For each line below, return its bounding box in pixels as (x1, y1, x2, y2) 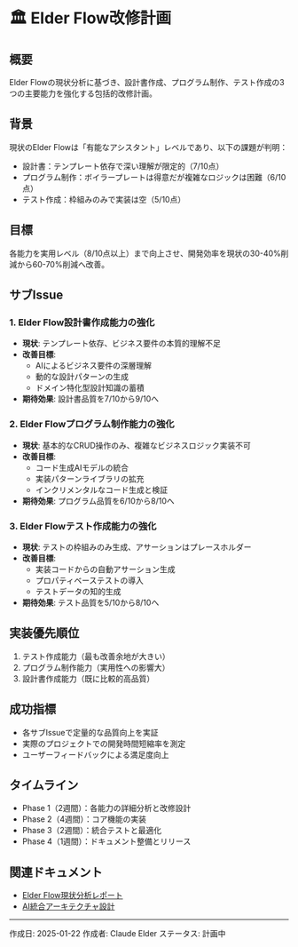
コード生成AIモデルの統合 (35, 462, 129, 473)
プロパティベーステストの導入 (35, 575, 145, 585)
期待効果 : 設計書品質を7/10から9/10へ (21, 394, 160, 404)
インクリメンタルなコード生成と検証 (35, 484, 169, 495)
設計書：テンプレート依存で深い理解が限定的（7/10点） (21, 161, 224, 171)
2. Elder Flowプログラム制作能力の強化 (9, 418, 175, 431)
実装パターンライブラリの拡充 (35, 473, 145, 484)
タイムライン (9, 777, 79, 792)
